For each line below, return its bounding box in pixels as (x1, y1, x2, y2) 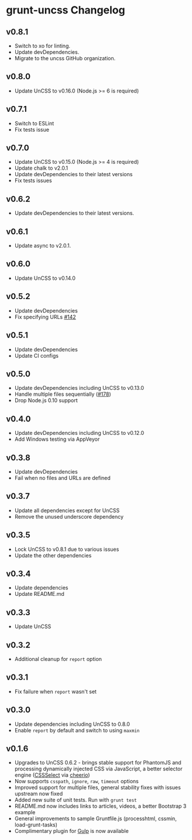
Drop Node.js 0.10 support (14, 397, 78, 404)
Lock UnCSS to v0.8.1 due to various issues (14, 546, 119, 553)
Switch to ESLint (14, 119, 54, 126)
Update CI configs (14, 352, 59, 359)
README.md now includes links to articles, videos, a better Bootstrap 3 (14, 803, 187, 810)
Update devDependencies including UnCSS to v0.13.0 (14, 385, 145, 392)
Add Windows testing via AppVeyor (14, 436, 100, 443)
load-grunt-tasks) (14, 821, 57, 828)
